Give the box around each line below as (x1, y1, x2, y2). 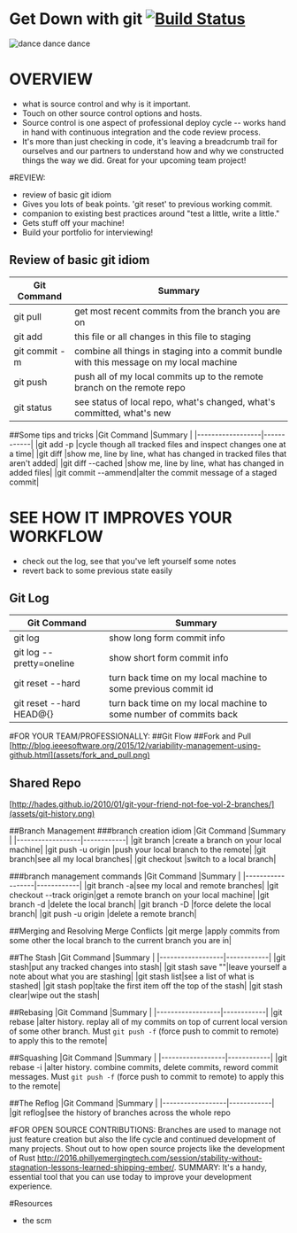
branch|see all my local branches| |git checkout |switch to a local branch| (9, 854, 277, 865)
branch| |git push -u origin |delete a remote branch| (9, 909, 197, 919)
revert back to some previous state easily (21, 565, 173, 576)
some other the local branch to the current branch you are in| (9, 935, 232, 946)
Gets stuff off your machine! (21, 217, 126, 228)
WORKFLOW (9, 526, 103, 547)
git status (13, 401, 53, 414)
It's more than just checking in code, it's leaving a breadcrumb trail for (21, 136, 278, 146)
